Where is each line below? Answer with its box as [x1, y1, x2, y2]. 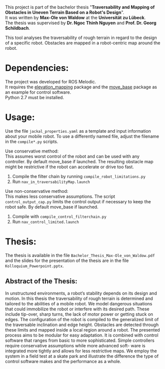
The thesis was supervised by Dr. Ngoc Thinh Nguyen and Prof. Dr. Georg [5, 20, 157, 26]
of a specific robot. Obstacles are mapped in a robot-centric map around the [5, 40, 161, 46]
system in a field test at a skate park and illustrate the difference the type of [5, 353, 159, 359]
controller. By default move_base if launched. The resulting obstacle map [5, 158, 154, 164]
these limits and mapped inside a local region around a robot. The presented [5, 327, 160, 332]
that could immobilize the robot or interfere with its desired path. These [5, 306, 150, 312]
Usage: [5, 112, 35, 123]
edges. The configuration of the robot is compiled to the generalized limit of [5, 316, 159, 322]
